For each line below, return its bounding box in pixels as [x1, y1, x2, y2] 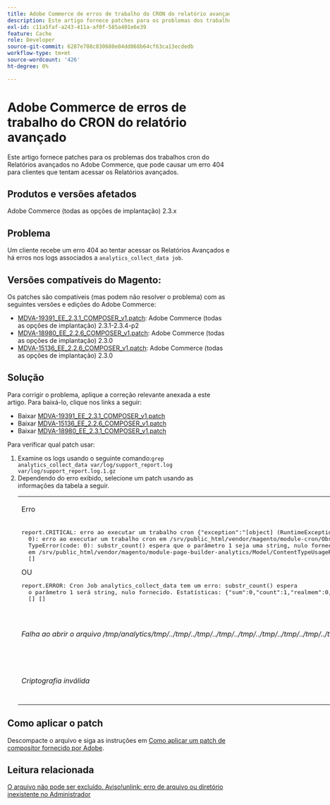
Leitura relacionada [7, 764, 94, 776]
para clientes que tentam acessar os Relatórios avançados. [7, 167, 179, 176]
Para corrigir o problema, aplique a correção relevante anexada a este [7, 390, 211, 399]
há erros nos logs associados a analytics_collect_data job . [7, 253, 183, 262]
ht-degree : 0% [7, 63, 49, 70]
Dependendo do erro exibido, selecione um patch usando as [17, 473, 194, 482]
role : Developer [7, 37, 55, 44]
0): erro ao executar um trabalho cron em [28, 535, 167, 543]
